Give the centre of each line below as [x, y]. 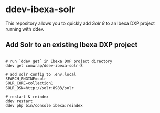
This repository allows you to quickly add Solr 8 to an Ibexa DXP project [80, 23]
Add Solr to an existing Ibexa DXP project [71, 45]
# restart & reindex [27, 97]
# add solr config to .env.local [41, 74]
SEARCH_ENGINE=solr [26, 79]
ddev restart [19, 101]
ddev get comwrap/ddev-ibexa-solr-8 [44, 65]
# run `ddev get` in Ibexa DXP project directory [59, 61]
